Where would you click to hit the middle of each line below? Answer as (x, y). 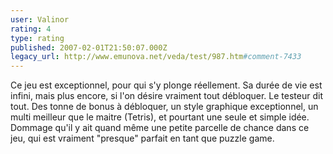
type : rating (37, 38)
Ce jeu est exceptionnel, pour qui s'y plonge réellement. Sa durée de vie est (166, 85)
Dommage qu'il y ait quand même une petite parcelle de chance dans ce (160, 128)
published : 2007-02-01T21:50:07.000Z (89, 47)
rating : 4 (31, 29)
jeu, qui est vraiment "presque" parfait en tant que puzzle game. (142, 138)
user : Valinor (40, 19)
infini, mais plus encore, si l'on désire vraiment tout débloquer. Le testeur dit (166, 96)
